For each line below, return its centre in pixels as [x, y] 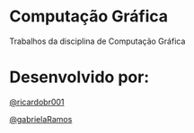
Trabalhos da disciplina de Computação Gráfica [97, 41]
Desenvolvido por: [79, 77]
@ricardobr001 [37, 102]
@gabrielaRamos [41, 119]
